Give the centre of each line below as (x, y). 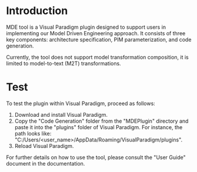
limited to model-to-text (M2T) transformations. (64, 63)
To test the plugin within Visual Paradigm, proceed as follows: (81, 103)
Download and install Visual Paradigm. (61, 114)
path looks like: (33, 133)
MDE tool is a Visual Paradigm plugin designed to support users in (86, 27)
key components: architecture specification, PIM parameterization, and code (99, 39)
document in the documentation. (46, 163)
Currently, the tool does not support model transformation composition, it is (98, 57)
